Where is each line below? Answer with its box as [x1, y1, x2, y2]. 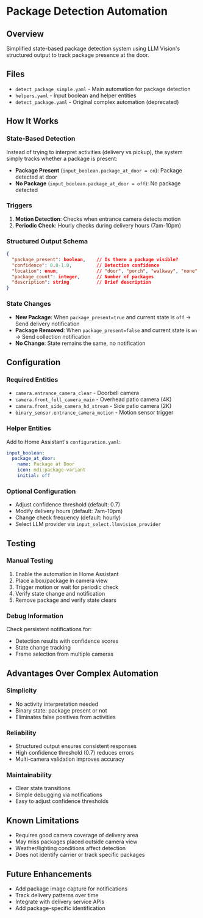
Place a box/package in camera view [15, 577, 108, 584]
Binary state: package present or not [15, 706, 108, 714]
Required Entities [6, 375, 59, 383]
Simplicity [6, 686, 37, 695]
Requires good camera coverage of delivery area [15, 832, 138, 839]
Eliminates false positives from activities [15, 713, 116, 720]
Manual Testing [6, 557, 54, 565]
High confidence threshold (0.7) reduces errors [15, 749, 134, 757]
